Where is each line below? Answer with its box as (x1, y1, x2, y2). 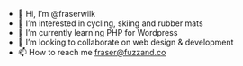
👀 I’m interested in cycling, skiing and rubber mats (17, 18, 204, 29)
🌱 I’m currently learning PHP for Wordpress (17, 28, 178, 37)
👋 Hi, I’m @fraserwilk (17, 9, 96, 19)
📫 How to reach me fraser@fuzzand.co (17, 47, 166, 57)
